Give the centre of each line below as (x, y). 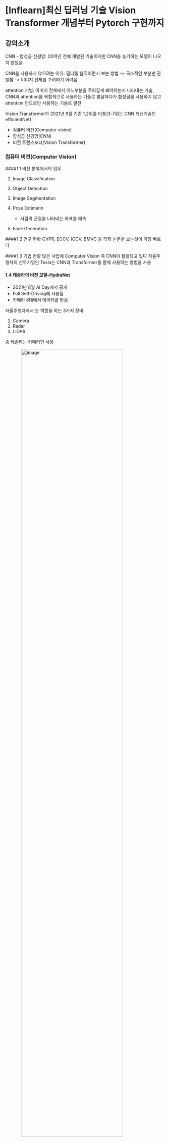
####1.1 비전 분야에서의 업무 (33, 169)
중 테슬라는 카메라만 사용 (30, 342)
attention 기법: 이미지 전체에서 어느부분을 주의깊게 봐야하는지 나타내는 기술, (80, 90)
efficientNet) (18, 119)
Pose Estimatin (28, 208)
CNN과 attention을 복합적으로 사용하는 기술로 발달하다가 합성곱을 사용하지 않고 (83, 97)
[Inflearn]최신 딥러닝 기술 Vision (71, 10)
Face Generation (30, 229)
